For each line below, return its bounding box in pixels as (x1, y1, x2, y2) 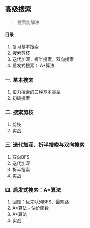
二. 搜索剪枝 (5, 109, 34, 116)
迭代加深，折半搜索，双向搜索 (12, 56, 74, 62)
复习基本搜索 (12, 44, 39, 50)
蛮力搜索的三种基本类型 (12, 89, 61, 95)
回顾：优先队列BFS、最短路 (12, 199, 69, 205)
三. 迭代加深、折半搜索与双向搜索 (5, 141, 85, 148)
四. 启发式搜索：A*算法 (5, 186, 61, 193)
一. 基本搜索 (5, 76, 34, 83)
